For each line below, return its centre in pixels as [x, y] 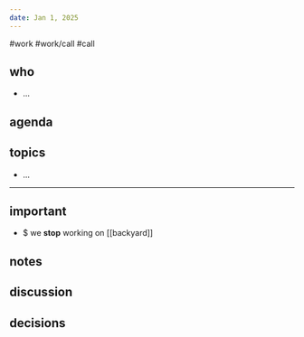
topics [28, 153]
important [38, 212]
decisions [38, 323]
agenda [31, 122]
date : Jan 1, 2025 [44, 18]
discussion [41, 292]
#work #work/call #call [52, 43]
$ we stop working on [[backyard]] [88, 233]
